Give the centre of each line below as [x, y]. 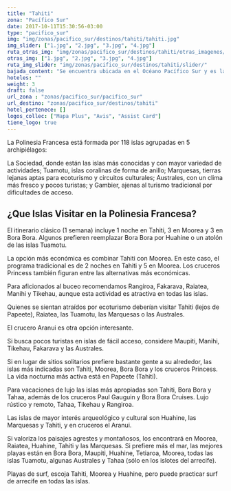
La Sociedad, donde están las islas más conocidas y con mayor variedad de [114, 163]
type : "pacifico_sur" [38, 33]
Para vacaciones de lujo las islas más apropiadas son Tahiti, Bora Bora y [109, 390]
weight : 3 [21, 84]
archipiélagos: [27, 150]
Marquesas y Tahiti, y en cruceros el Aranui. [69, 425]
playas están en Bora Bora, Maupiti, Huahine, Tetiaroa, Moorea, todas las [110, 453]
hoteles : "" [24, 78]
